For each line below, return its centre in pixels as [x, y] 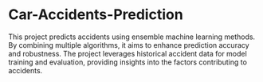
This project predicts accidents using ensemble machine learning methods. [132, 37]
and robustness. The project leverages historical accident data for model [128, 53]
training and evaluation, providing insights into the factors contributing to [128, 62]
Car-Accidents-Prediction [96, 15]
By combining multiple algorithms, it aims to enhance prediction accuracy [129, 45]
